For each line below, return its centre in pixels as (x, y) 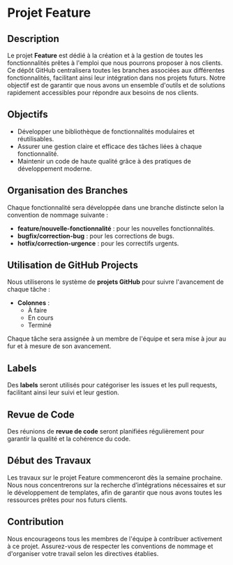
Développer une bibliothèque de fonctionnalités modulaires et (106, 131)
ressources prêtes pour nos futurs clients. (67, 500)
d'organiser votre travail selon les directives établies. (83, 553)
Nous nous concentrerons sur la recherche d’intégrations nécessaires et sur (116, 485)
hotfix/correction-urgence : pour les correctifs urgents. (98, 243)
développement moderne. (54, 169)
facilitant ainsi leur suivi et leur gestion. (63, 392)
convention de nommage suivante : (58, 215)
